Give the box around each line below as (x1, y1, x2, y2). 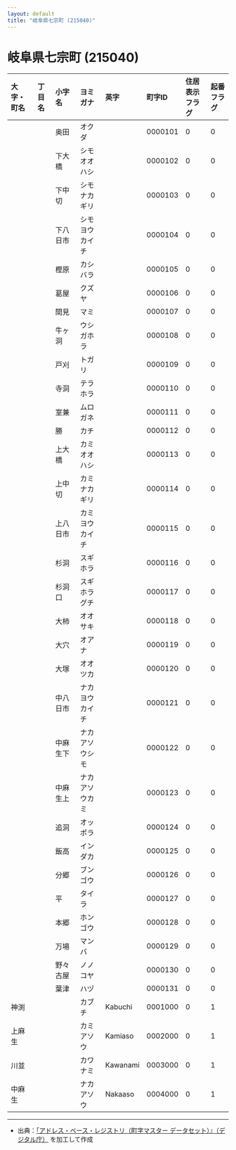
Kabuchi (105, 1002, 133, 1012)
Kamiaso (105, 1031, 134, 1041)
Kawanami (105, 1060, 140, 1070)
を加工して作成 (50, 1135, 93, 1144)
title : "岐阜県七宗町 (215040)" (7, 17, 96, 24)
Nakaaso (105, 1089, 135, 1099)
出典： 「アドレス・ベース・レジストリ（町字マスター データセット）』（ (17, 1126, 220, 1135)
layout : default (7, 10, 55, 18)
